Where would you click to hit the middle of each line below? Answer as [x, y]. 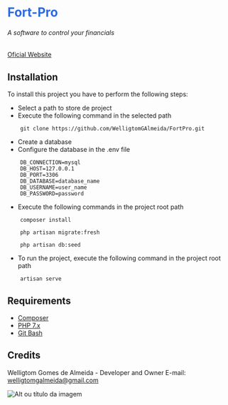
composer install [46, 220]
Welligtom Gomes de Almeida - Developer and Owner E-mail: [97, 372]
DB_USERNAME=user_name [54, 188]
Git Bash [30, 333]
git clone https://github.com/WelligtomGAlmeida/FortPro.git [112, 129]
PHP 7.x [29, 326]
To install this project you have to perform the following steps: [98, 94]
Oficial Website [29, 55]
